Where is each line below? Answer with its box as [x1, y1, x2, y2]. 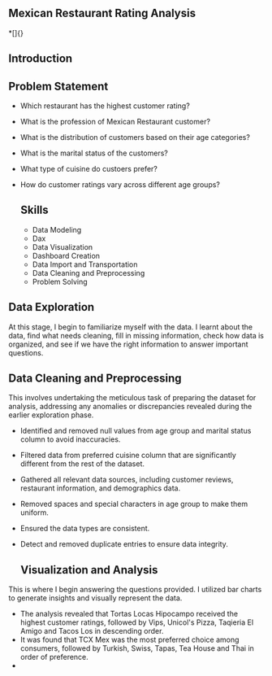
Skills [19, 203, 49, 217]
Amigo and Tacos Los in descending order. [19, 626, 164, 636]
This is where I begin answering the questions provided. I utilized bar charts [8, 585, 262, 595]
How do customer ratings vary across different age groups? [19, 180, 221, 190]
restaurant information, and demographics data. [19, 483, 181, 493]
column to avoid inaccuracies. [19, 434, 121, 444]
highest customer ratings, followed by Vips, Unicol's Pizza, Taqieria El [19, 617, 254, 627]
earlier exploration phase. [8, 410, 94, 420]
